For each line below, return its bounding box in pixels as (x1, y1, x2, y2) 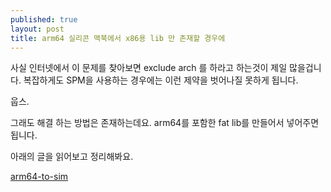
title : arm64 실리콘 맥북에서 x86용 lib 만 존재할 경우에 (10, 33, 226, 43)
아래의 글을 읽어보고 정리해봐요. (10, 151, 134, 163)
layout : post (10, 24, 65, 34)
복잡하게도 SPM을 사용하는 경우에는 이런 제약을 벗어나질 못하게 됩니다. (23, 74, 299, 86)
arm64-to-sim (10, 171, 69, 183)
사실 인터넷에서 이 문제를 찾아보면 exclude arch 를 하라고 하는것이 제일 (10, 62, 288, 74)
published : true (10, 14, 78, 25)
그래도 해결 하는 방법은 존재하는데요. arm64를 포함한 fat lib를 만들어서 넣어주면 (10, 117, 320, 129)
